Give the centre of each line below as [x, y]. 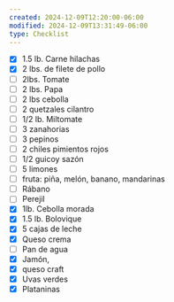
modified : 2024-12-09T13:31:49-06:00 [79, 26]
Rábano [36, 189]
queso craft [43, 269]
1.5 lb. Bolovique [52, 219]
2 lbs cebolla [45, 99]
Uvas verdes [45, 279]
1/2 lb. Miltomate [52, 119]
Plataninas [41, 289]
